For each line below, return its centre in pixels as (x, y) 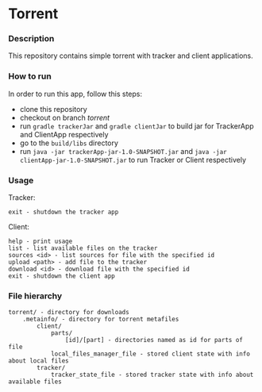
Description (31, 39)
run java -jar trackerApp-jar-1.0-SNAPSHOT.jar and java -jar (123, 151)
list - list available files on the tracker (83, 248)
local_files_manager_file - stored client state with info (150, 354)
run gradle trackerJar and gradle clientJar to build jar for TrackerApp (137, 126)
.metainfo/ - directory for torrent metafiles (101, 319)
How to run (30, 76)
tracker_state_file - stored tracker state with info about (152, 375)
